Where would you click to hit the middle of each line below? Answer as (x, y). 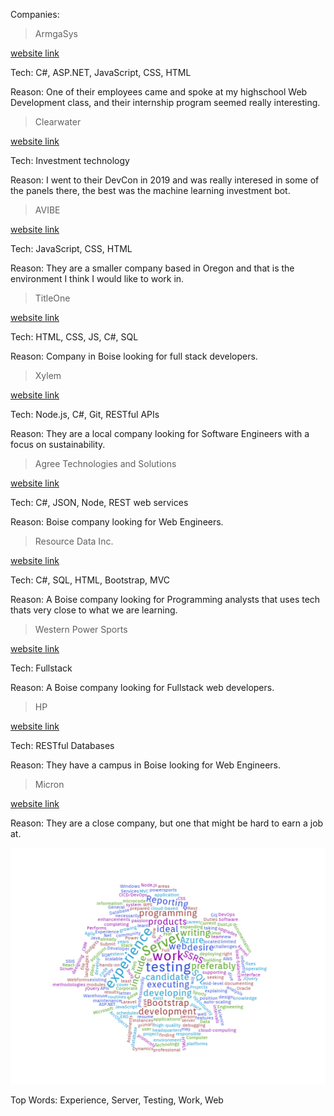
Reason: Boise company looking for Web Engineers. (117, 522)
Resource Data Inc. (74, 541)
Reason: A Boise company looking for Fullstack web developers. (142, 687)
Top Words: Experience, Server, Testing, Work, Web (117, 1100)
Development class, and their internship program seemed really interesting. (165, 102)
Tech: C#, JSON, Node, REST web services (99, 502)
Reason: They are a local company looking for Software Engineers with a (160, 433)
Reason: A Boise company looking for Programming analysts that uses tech (165, 599)
